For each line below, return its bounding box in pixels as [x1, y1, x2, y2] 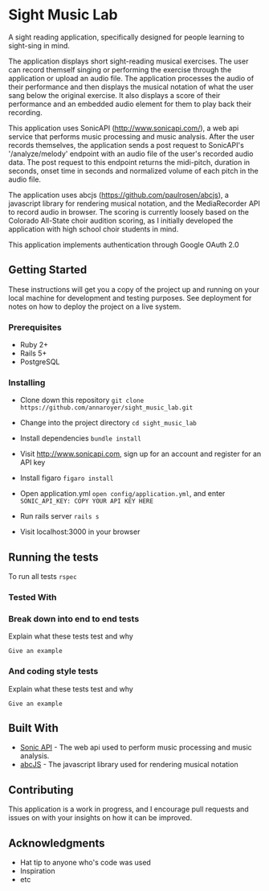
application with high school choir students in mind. [8, 224, 179, 234]
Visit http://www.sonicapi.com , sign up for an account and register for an [19, 449, 262, 459]
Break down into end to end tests [8, 614, 140, 624]
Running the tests [8, 550, 99, 564]
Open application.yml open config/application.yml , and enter [19, 489, 226, 499]
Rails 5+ [19, 348, 47, 359]
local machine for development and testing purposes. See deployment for [8, 293, 252, 302]
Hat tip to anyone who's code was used [19, 858, 151, 868]
